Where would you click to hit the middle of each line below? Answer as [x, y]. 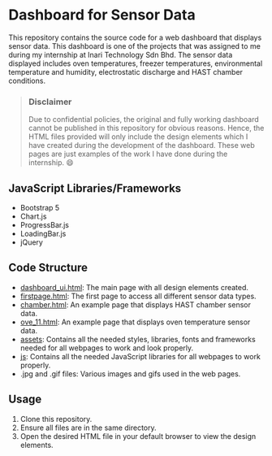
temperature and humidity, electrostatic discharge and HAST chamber [126, 72]
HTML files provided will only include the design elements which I [138, 137]
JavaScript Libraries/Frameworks [95, 188]
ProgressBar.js [44, 225]
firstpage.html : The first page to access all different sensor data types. [138, 296]
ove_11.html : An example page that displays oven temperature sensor [135, 322]
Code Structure [48, 268]
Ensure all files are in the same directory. [88, 428]
